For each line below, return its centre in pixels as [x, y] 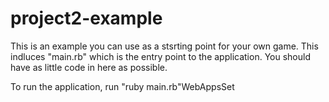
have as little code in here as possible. [89, 67]
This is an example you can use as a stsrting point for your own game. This [164, 46]
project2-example [86, 18]
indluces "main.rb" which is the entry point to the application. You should [160, 56]
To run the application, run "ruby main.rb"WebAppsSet [122, 86]
